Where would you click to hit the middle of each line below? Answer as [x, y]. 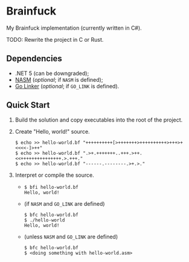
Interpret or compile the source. [55, 175]
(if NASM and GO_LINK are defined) [64, 203]
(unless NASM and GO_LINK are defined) [71, 237]
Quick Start [28, 105]
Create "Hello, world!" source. [52, 131]
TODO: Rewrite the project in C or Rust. [55, 39]
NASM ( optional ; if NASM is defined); [59, 79]
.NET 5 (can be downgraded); [52, 73]
